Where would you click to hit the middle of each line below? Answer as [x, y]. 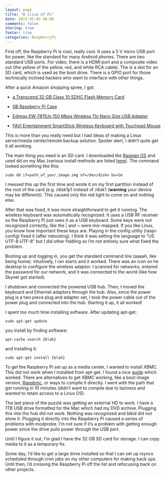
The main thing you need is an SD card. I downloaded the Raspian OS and [80, 155]
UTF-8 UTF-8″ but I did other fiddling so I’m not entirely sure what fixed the [82, 241]
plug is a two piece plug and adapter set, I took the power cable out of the [80, 297]
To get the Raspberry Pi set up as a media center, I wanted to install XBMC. [82, 367]
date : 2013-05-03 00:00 [30, 19]
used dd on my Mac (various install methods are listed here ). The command [82, 160]
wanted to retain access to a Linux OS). [45, 393]
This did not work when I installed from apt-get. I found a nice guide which [81, 372]
